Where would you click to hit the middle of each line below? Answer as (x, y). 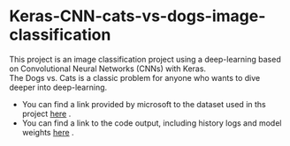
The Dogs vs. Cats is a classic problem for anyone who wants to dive (135, 77)
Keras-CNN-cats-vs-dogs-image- (137, 16)
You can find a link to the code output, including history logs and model (152, 123)
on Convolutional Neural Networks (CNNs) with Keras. (107, 69)
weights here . (48, 132)
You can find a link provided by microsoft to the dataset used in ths (144, 104)
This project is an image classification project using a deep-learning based (145, 59)
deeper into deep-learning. (58, 87)
